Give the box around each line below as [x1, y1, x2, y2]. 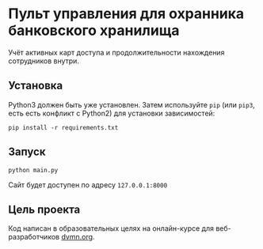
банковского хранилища [8, 21, 180, 40]
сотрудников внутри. [8, 56, 79, 66]
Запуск [8, 145, 46, 159]
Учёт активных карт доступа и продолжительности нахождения [8, 47, 225, 57]
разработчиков [8, 232, 60, 242]
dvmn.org [61, 232, 93, 242]
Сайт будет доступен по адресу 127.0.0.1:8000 [8, 179, 168, 190]
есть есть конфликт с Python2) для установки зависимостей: [8, 108, 215, 118]
